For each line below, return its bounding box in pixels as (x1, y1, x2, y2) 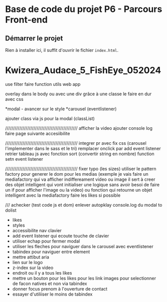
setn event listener (5, 156, 43, 162)
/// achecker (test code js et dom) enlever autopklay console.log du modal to (5, 202, 163, 208)
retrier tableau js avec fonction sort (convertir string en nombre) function (5, 151, 155, 157)
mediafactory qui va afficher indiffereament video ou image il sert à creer (5, 176, 156, 182)
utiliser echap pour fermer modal (12, 238, 80, 244)
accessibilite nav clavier (12, 227, 62, 233)
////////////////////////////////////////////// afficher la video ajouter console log (5, 125, 153, 131)
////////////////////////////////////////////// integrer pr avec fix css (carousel (5, 140, 147, 146)
